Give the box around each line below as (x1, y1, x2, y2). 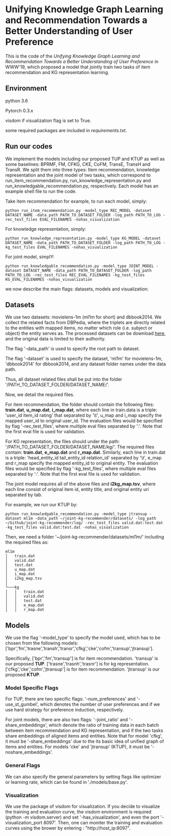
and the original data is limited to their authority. (5, 336, 106, 342)
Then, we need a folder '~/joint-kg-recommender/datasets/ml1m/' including (5, 534, 164, 540)
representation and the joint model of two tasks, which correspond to (5, 172, 151, 178)
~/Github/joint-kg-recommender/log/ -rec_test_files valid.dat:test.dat (5, 521, 163, 526)
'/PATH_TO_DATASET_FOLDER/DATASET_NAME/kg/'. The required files (5, 444, 155, 450)
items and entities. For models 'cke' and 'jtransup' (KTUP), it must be (5, 744, 150, 750)
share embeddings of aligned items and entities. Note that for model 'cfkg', (5, 733, 163, 739)
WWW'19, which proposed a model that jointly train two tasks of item (5, 64, 151, 70)
